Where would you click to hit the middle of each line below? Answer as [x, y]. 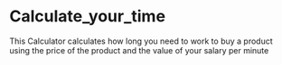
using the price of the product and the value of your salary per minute [139, 50]
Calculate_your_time [87, 16]
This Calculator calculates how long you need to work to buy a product [141, 41]
